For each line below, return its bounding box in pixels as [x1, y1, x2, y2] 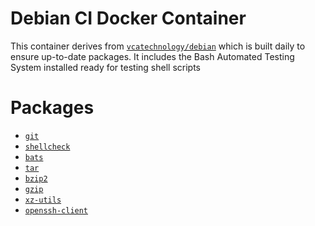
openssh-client [24, 205, 89, 216]
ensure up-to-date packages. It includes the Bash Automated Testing [10, 50, 295, 62]
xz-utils [24, 195, 62, 205]
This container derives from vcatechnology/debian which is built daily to [10, 40, 306, 52]
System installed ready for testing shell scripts [10, 61, 201, 73]
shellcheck [24, 142, 71, 152]
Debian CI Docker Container [10, 7, 247, 30]
